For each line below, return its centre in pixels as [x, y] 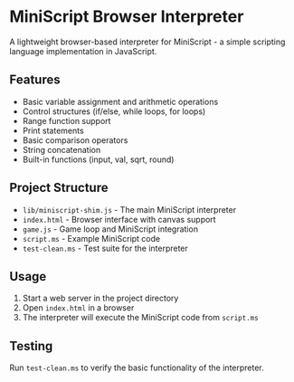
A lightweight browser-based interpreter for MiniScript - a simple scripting [147, 42]
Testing [31, 346]
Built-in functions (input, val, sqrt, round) [98, 159]
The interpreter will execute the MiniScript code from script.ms [141, 318]
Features [35, 80]
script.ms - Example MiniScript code [91, 238]
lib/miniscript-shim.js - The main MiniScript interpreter [129, 209]
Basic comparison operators [75, 140]
